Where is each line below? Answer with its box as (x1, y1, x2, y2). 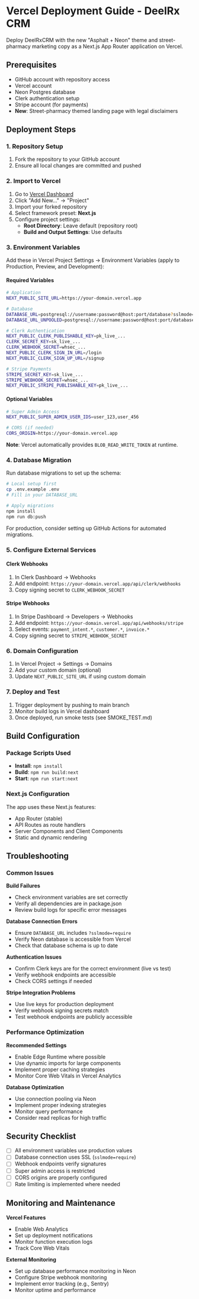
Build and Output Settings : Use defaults (23, 228, 123, 235)
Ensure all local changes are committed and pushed (14, 162, 142, 169)
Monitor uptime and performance (14, 1286, 96, 1293)
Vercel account (14, 82, 52, 89)
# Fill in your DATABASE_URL (6, 492, 78, 498)
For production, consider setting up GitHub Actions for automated (6, 524, 166, 532)
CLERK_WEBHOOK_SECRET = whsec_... (6, 344, 86, 350)
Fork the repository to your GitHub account (14, 156, 120, 163)
